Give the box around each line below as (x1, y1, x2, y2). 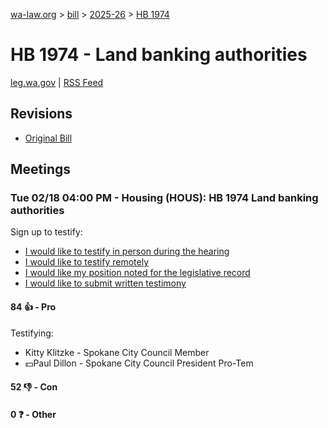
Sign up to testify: (10, 226, 83, 238)
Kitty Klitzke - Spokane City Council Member (24, 346, 210, 358)
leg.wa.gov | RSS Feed (10, 76, 104, 88)
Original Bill (24, 132, 73, 144)
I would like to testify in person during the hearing (24, 245, 230, 258)
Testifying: (10, 327, 54, 339)
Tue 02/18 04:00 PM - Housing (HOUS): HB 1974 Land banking (10, 191, 319, 205)
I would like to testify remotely (24, 256, 150, 268)
